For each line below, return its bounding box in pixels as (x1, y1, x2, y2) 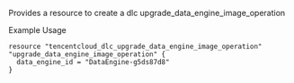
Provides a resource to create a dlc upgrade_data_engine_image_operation (8, 8, 286, 18)
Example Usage (8, 25, 67, 35)
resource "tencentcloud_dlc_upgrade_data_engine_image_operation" (8, 42, 263, 51)
